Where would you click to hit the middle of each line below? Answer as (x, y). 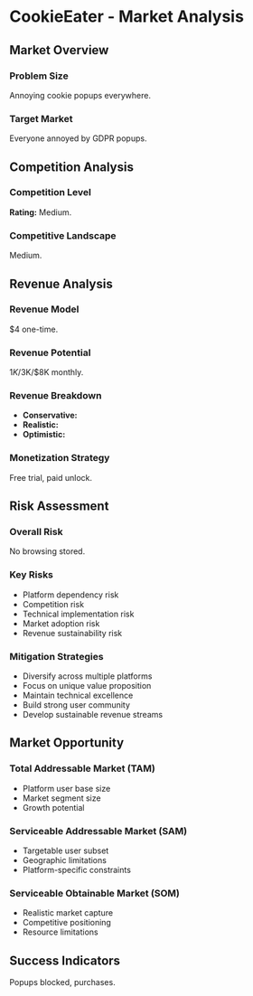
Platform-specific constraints (76, 870)
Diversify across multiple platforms (87, 676)
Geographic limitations (64, 860)
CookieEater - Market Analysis (126, 17)
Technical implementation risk (78, 614)
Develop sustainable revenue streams (93, 715)
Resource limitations (60, 932)
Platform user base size (66, 788)
